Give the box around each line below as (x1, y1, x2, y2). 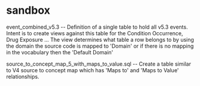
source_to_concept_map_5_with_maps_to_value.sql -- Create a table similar (6, 60, 191, 67)
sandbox (6, 4, 51, 17)
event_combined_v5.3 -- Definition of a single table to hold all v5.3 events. (6, 23, 188, 30)
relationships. (6, 73, 40, 80)
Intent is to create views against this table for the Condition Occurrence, (6, 29, 183, 36)
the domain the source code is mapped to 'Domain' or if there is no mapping (6, 42, 194, 50)
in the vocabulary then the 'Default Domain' (6, 48, 113, 56)
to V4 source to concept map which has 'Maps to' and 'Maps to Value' (6, 66, 179, 73)
